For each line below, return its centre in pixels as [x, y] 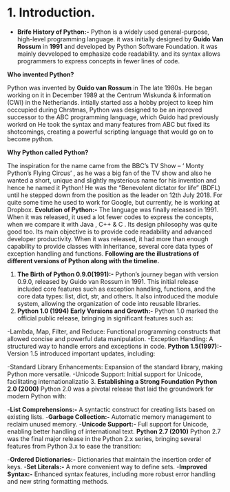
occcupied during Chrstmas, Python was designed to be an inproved [105, 110]
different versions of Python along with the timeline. [83, 260]
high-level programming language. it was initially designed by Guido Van [120, 39]
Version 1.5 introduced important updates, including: [81, 353]
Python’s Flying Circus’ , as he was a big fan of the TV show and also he [109, 173]
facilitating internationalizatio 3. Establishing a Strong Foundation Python [112, 381]
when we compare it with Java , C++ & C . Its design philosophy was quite [113, 224]
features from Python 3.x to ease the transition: [74, 446]
